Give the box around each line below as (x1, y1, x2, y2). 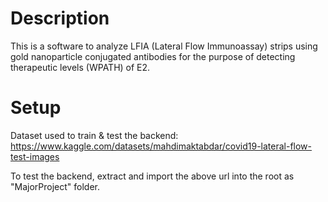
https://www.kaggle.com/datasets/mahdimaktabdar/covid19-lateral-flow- (10, 140, 313, 152)
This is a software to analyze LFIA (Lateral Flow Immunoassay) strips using (10, 40, 318, 52)
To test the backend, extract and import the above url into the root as (10, 170, 295, 182)
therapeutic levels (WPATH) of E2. (10, 61, 151, 73)
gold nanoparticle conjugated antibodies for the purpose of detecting (10, 50, 296, 62)
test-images (10, 150, 60, 162)
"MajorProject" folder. (10, 180, 100, 192)
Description (10, 7, 110, 30)
